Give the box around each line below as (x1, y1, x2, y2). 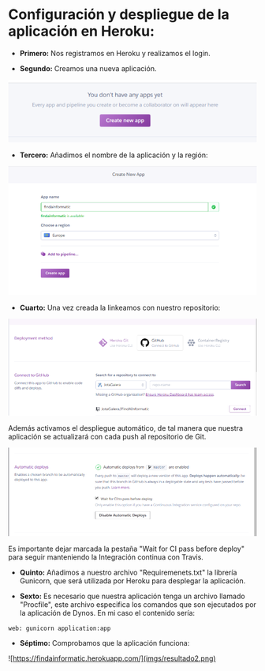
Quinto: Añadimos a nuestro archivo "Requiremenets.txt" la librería (19, 567, 237, 578)
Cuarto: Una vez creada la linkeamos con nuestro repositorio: (19, 303, 221, 312)
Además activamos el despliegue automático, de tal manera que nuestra (8, 423, 243, 432)
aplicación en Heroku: (8, 22, 155, 40)
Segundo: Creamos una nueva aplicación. (19, 63, 157, 73)
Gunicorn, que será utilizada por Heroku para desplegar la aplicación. (19, 576, 246, 586)
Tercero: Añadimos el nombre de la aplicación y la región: (19, 150, 208, 160)
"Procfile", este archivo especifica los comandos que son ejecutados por (19, 600, 256, 609)
